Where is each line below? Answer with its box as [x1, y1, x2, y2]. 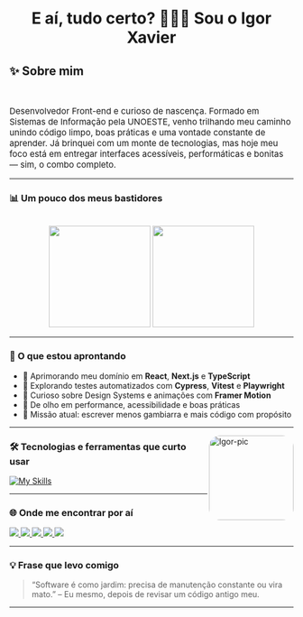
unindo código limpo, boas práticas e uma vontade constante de [9, 126, 266, 138]
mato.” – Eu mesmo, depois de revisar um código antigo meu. [31, 589, 260, 600]
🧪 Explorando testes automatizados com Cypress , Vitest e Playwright [22, 380, 286, 391]
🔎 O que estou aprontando [9, 350, 126, 363]
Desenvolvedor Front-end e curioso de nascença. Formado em [9, 106, 260, 116]
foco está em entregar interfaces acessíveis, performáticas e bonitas [9, 148, 284, 160]
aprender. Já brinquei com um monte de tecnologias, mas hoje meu [9, 137, 279, 149]
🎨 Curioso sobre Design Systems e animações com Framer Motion [22, 390, 271, 401]
